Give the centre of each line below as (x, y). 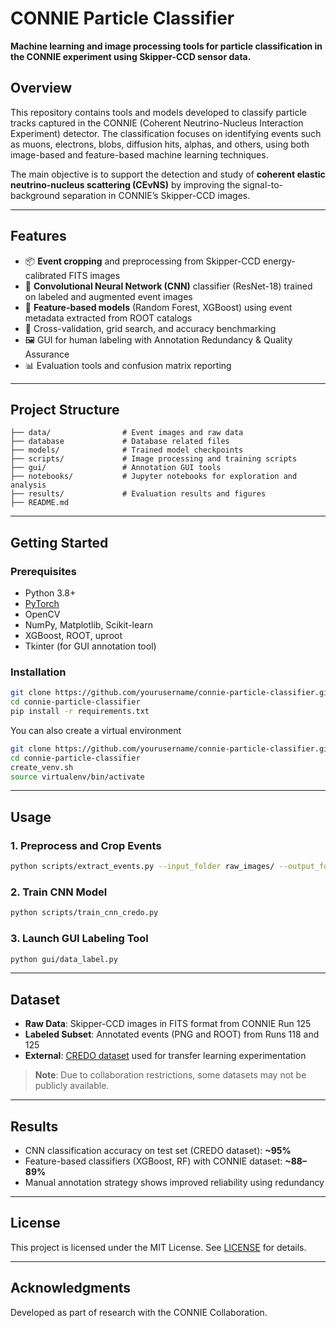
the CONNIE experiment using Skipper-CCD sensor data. (131, 56)
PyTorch (42, 604)
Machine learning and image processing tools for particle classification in (166, 46)
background (35, 195)
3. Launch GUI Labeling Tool (79, 939)
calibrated (45, 275)
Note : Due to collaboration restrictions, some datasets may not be (170, 1075)
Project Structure (65, 409)
